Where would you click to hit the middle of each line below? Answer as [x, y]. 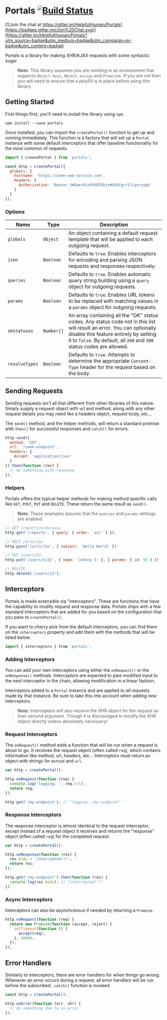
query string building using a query [109, 280]
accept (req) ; [32, 933]
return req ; [22, 788]
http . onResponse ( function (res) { [41, 854]
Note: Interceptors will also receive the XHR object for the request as [88, 711]
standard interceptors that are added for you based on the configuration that [83, 612]
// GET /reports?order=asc [33, 528]
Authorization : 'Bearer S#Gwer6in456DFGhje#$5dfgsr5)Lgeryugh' [85, 185]
